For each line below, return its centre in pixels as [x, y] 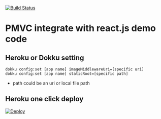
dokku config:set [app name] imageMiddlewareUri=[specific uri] [75, 69]
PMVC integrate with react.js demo [81, 28]
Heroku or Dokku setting [45, 57]
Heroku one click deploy [44, 99]
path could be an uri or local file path [51, 83]
